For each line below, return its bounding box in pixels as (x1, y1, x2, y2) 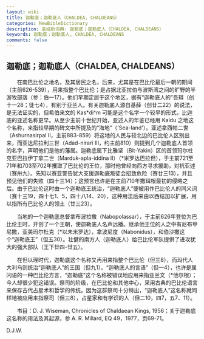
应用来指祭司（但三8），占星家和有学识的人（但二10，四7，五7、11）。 (22, 294, 196, 301)
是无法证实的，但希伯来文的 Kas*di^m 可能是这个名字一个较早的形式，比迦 (6, 109, 193, 116)
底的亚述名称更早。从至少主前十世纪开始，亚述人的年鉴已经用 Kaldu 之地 (6, 116, 189, 123)
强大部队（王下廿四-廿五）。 (16, 243, 86, 250)
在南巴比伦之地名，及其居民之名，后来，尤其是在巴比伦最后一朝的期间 (16, 78, 192, 86)
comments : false (6, 37, 47, 43)
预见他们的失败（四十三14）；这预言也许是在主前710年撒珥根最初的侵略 (6, 177, 183, 184)
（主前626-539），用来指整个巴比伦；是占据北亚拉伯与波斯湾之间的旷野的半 (6, 86, 196, 93)
